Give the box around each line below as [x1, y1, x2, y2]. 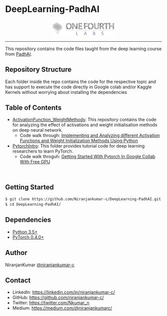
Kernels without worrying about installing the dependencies [5, 89, 127, 95]
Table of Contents [5, 103, 62, 112]
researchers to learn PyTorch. [12, 148, 74, 155]
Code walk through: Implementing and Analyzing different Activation [19, 133, 160, 139]
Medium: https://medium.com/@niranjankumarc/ [12, 305, 112, 311]
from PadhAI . [5, 51, 32, 57]
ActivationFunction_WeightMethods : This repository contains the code [12, 117, 157, 123]
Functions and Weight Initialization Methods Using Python [19, 138, 138, 144]
